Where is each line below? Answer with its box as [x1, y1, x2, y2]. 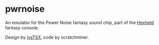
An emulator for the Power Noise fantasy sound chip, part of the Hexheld [5, 20, 154, 25]
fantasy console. [5, 24, 39, 30]
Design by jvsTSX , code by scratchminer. [5, 34, 89, 40]
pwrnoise [5, 3, 45, 15]
